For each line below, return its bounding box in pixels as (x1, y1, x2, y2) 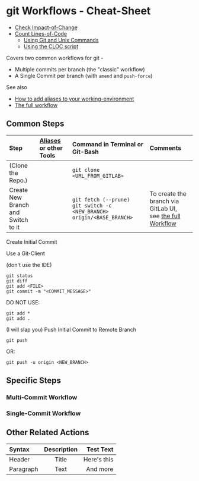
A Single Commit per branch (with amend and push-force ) (14, 72, 153, 79)
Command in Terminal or (72, 140, 144, 148)
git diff (6, 278, 28, 284)
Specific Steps (6, 376, 61, 386)
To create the (149, 189, 187, 197)
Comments (149, 144, 182, 152)
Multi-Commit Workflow (6, 394, 78, 402)
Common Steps (6, 119, 65, 129)
